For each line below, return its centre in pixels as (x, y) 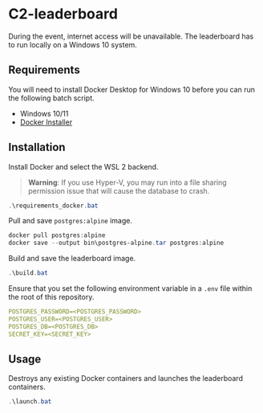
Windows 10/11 (44, 113)
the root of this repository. (51, 297)
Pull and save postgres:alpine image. (70, 221)
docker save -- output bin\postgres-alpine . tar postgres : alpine (116, 243)
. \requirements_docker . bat (53, 206)
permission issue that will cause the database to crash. (119, 190)
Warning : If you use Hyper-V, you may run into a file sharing (127, 182)
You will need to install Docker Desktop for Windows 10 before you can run (131, 89)
